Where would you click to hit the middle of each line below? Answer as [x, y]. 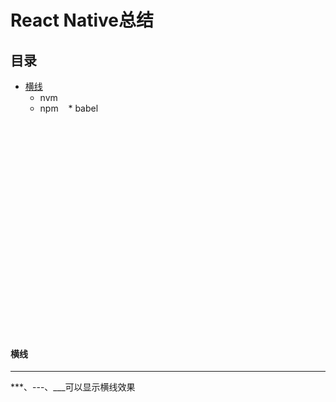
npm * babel [69, 108]
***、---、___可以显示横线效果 [73, 387]
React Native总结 [82, 20]
